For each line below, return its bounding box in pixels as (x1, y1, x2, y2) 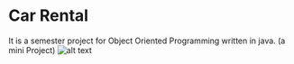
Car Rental (8, 5, 89, 26)
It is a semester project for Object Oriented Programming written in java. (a (8, 35, 286, 46)
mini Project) (8, 44, 56, 55)
